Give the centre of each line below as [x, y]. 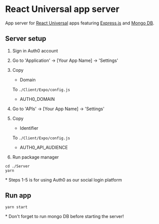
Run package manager [36, 157]
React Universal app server [62, 9]
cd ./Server [17, 166]
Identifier [29, 128]
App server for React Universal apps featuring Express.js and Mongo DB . [80, 23]
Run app [18, 196]
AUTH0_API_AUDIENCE [44, 147]
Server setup [26, 39]
